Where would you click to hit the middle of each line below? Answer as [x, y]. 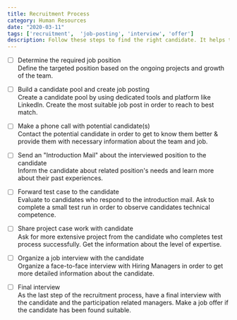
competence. [37, 215]
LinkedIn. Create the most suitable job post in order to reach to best [116, 105]
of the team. [35, 76]
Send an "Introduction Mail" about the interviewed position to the [112, 155]
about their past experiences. [60, 178]
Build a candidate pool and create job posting [84, 90]
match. [28, 112]
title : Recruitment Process [49, 14]
